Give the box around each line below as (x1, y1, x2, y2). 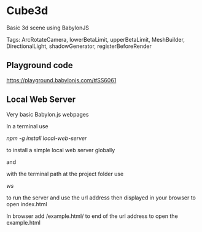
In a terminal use (6, 122, 49, 130)
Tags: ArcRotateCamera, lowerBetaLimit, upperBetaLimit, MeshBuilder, (6, 36, 185, 43)
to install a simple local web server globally (6, 146, 115, 153)
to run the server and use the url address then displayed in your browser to (6, 194, 196, 201)
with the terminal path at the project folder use (6, 170, 124, 177)
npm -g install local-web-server (6, 134, 87, 142)
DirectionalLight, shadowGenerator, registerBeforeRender (6, 42, 152, 50)
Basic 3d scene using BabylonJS (6, 24, 89, 31)
